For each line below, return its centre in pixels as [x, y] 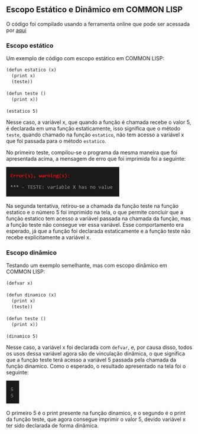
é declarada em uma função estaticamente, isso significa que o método [93, 129]
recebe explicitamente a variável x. [48, 237]
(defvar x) [20, 283]
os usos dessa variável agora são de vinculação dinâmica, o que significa [95, 354]
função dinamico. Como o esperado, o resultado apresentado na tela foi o [96, 366]
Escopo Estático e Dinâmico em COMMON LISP [95, 10]
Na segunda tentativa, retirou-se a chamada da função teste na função [92, 206]
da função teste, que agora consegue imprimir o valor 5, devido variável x [96, 419]
